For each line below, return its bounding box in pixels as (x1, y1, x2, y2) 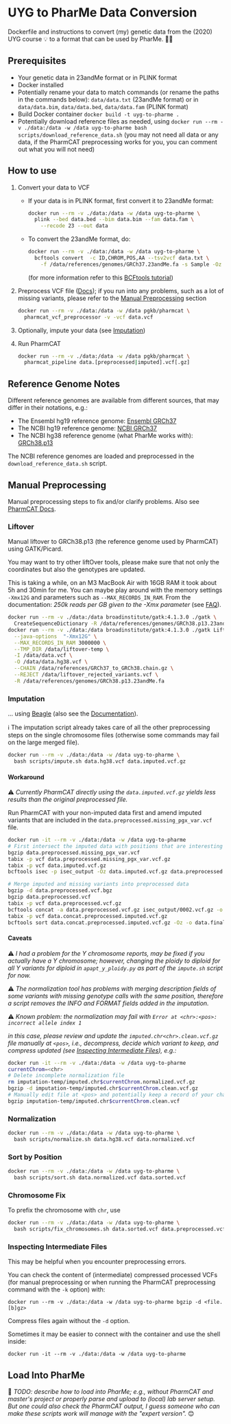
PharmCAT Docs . (8, 505, 57, 513)
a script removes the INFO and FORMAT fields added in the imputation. (8, 999, 209, 1007)
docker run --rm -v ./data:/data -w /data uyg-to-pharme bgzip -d (8, 1299, 202, 1306)
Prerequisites (8, 55, 66, 67)
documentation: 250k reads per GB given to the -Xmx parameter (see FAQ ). (8, 601, 221, 609)
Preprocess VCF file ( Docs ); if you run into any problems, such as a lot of (17, 286, 224, 295)
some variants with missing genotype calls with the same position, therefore (8, 991, 223, 1000)
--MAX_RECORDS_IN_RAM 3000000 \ (14, 639, 107, 646)
